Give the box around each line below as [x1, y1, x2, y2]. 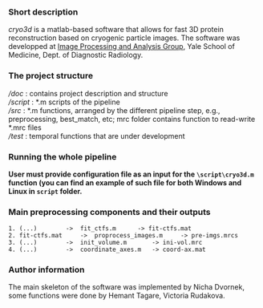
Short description [8, 6, 79, 18]
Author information [8, 264, 85, 275]
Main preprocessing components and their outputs [8, 206, 211, 217]
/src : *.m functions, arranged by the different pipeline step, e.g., [8, 105, 221, 115]
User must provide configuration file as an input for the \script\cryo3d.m [8, 169, 254, 179]
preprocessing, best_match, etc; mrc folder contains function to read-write [8, 114, 256, 124]
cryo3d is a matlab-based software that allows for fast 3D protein [8, 25, 225, 34]
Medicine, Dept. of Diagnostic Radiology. [8, 51, 144, 60]
